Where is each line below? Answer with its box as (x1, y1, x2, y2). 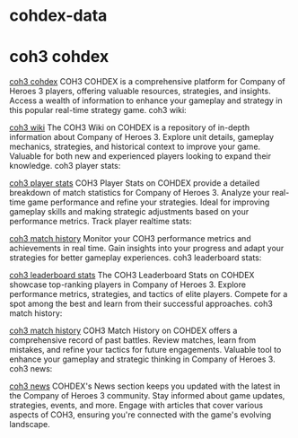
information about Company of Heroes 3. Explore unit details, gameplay (9, 132, 275, 143)
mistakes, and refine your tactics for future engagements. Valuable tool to (9, 345, 282, 355)
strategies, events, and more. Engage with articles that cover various (9, 400, 263, 411)
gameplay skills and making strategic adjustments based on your (9, 206, 250, 217)
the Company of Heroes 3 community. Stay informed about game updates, (9, 390, 285, 401)
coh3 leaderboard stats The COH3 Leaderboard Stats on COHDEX (9, 270, 255, 281)
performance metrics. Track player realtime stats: (9, 216, 193, 227)
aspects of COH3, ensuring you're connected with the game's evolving (9, 409, 272, 420)
